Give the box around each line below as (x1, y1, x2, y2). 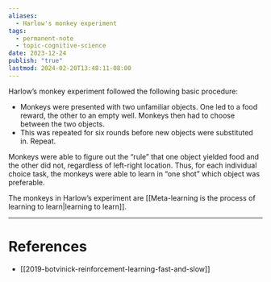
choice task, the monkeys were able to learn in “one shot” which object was (8, 168, 261, 178)
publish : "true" (8, 57, 63, 65)
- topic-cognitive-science (15, 42, 106, 50)
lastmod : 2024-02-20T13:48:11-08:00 (8, 64, 131, 73)
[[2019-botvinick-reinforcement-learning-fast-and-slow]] (19, 263, 211, 274)
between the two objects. (19, 118, 105, 129)
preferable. (8, 177, 45, 187)
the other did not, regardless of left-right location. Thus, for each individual (8, 160, 257, 170)
